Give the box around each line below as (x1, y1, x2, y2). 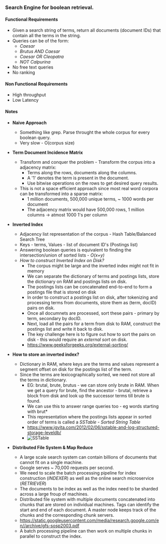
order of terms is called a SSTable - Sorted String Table (27, 419, 141, 425)
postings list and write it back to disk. (27, 326, 103, 332)
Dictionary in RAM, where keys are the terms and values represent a (19, 361, 159, 367)
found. (27, 398, 41, 404)
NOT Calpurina (19, 59, 51, 65)
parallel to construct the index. (19, 533, 82, 539)
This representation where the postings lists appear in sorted (27, 413, 152, 419)
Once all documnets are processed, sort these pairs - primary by (27, 310, 160, 316)
